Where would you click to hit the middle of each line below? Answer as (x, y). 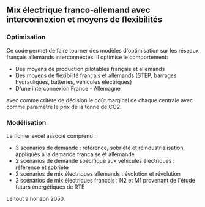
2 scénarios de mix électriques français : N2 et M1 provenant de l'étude (105, 180)
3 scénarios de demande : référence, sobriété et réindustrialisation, (100, 148)
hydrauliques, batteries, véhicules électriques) (73, 81)
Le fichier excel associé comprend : (51, 136)
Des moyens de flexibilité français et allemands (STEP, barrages (96, 75)
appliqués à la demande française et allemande (75, 154)
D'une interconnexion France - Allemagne (68, 88)
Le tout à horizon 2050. (36, 198)
